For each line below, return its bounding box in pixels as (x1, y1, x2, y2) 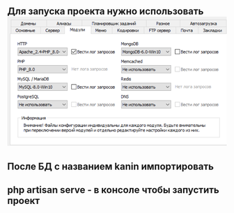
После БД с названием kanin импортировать (7, 160, 214, 172)
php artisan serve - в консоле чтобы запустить (7, 184, 219, 196)
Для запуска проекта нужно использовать (7, 6, 204, 17)
